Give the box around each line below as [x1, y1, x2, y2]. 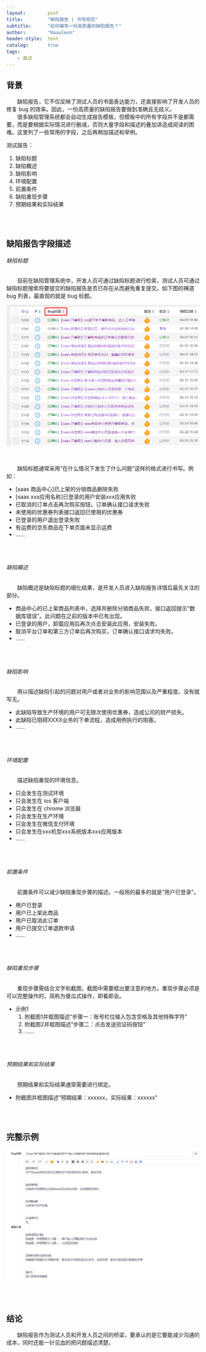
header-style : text [6, 36, 59, 42]
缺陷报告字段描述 [6, 238, 71, 248]
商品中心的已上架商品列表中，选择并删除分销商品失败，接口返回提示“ [15, 604, 190, 612]
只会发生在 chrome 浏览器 [15, 805, 81, 812]
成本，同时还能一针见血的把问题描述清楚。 [6, 1339, 114, 1346]
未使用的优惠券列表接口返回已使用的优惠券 [15, 508, 123, 515]
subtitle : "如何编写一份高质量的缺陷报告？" [6, 23, 122, 29]
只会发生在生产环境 [15, 813, 64, 820]
